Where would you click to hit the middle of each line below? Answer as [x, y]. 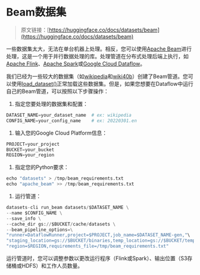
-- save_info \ [24, 218]
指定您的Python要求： [42, 167]
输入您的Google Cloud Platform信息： [61, 133]
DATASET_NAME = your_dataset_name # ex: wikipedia [69, 115]
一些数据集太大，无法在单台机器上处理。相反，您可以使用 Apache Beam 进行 [99, 49]
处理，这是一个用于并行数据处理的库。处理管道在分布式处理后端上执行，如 [97, 56]
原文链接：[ [35, 30]
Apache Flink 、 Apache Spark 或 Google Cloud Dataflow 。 [76, 64]
